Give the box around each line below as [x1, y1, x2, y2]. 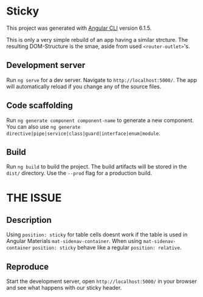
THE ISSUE [6, 191, 62, 205]
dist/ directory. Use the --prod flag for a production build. [6, 169, 152, 177]
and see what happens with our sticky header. [6, 284, 122, 292]
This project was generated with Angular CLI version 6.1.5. [6, 24, 152, 32]
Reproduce [6, 261, 49, 271]
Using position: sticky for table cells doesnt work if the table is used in [6, 231, 188, 238]
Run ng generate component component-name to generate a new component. [6, 117, 194, 124]
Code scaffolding [6, 100, 73, 111]
